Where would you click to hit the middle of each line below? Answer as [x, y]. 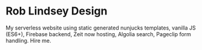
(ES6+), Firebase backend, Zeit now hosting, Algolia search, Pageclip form [99, 34]
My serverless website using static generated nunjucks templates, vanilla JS [101, 28]
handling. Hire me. [28, 40]
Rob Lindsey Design [57, 11]
